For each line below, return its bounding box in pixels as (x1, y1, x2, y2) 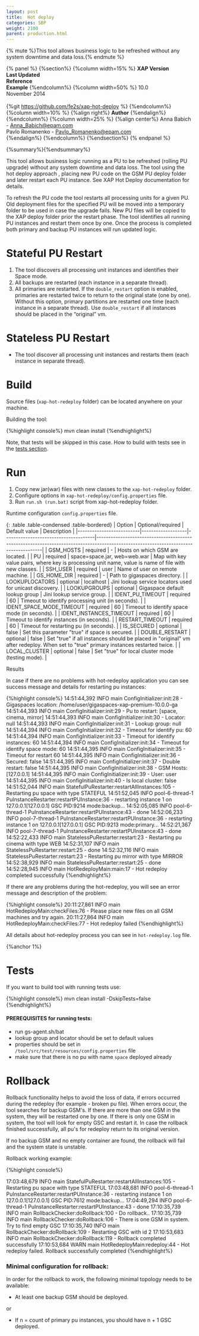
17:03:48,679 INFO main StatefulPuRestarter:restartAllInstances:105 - (6, 1178, 175, 1185)
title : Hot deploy (6, 14, 55, 20)
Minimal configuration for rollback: (6, 1262, 109, 1270)
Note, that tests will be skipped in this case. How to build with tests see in (6, 438, 186, 446)
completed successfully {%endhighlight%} (6, 872, 111, 879)
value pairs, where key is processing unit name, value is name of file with (6, 559, 185, 566)
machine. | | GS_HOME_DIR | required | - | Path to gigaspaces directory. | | (6, 571, 188, 579)
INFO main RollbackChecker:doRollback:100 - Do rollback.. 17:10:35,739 (6, 1209, 182, 1216)
